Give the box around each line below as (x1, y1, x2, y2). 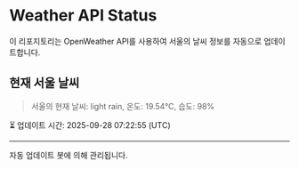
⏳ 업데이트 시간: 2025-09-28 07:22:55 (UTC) (9, 119, 171, 130)
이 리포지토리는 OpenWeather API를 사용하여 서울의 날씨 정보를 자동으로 (9, 36, 263, 46)
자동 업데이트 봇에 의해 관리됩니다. (9, 149, 128, 160)
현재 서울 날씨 (9, 76, 80, 91)
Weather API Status (9, 5, 158, 26)
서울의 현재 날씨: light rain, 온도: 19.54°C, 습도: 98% (30, 101, 215, 111)
